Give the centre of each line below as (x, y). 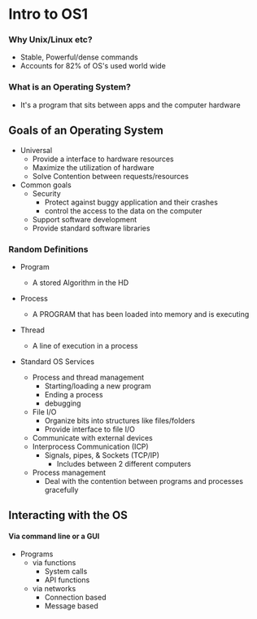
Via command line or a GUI (54, 536)
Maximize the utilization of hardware (93, 167)
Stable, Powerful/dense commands (79, 57)
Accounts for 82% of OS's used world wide (93, 66)
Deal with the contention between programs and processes (144, 481)
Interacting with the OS (68, 515)
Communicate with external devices (92, 437)
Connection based (75, 597)
